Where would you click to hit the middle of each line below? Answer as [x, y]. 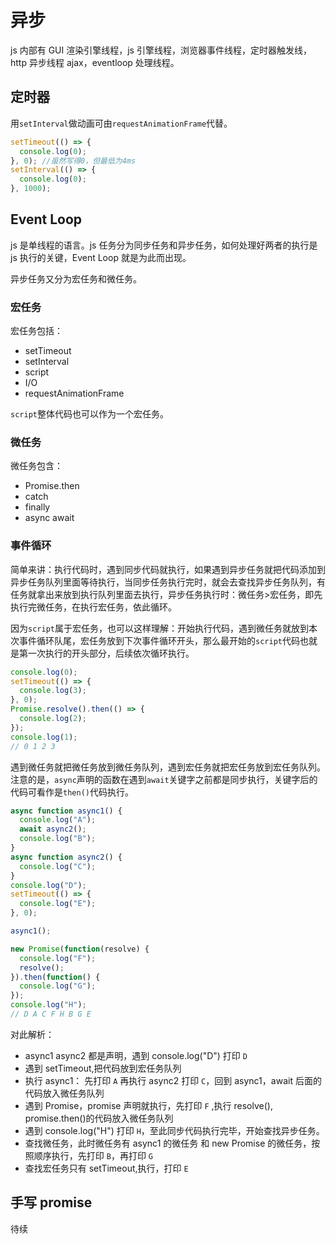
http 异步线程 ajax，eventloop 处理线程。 [95, 62]
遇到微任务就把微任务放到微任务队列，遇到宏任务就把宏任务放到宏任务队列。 [168, 767]
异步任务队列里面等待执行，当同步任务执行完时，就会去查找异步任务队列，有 [168, 582]
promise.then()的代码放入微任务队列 [99, 1118]
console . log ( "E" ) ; [58, 904]
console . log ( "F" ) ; [58, 958]
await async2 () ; [53, 829]
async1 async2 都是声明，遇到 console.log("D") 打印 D [136, 1055]
